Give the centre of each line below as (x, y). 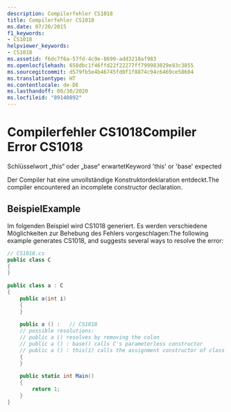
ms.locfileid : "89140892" (44, 98)
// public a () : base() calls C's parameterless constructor (111, 344)
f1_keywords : (26, 33)
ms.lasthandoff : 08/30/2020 (48, 91)
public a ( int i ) (43, 299)
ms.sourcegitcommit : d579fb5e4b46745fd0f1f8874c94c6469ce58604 (101, 72)
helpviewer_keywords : (38, 46)
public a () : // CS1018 (59, 324)
